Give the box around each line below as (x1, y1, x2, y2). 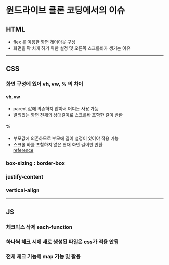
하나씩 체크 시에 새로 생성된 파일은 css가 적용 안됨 (6, 238, 119, 245)
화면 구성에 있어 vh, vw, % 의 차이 (6, 81, 83, 88)
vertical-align (6, 187, 40, 194)
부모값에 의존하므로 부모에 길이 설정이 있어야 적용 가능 (13, 135, 119, 141)
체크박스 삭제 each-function (6, 224, 73, 231)
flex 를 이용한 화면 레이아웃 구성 (13, 39, 76, 45)
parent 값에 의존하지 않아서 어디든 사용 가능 (13, 105, 99, 111)
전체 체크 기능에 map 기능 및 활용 (6, 253, 81, 260)
